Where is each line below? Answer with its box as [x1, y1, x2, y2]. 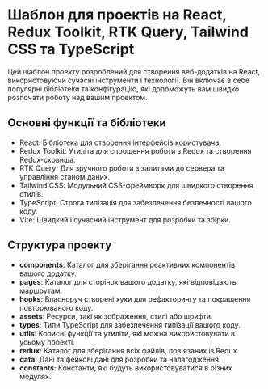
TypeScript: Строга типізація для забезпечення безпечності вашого [19, 197, 252, 207]
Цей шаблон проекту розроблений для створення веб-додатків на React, [7, 66, 260, 76]
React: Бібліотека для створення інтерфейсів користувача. [19, 137, 221, 147]
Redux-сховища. [19, 154, 76, 164]
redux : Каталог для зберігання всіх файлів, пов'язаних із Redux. [19, 345, 240, 355]
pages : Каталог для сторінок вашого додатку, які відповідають [19, 277, 237, 286]
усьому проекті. [19, 337, 76, 347]
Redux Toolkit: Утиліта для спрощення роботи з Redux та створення [19, 146, 252, 155]
